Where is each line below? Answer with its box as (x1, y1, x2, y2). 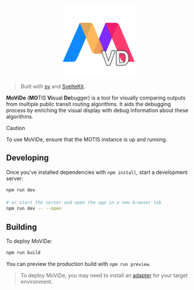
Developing (6, 153, 49, 163)
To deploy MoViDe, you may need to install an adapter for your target (20, 272, 188, 279)
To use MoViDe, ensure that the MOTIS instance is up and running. (6, 136, 168, 143)
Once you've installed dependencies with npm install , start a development (6, 169, 188, 176)
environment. (20, 278, 53, 285)
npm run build (6, 250, 41, 256)
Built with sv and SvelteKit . (20, 83, 85, 90)
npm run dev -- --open (6, 206, 62, 212)
